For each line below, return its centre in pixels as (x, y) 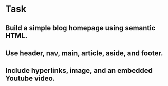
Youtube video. (30, 79)
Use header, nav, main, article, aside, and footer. (84, 53)
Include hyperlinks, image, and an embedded (79, 70)
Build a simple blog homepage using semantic (80, 28)
